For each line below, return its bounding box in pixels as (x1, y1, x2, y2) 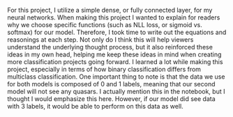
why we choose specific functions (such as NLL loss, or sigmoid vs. (7, 21, 202, 29)
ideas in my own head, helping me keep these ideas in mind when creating (7, 50, 222, 58)
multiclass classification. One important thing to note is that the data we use (7, 72, 225, 81)
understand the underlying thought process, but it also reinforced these (7, 43, 213, 51)
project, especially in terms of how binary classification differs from (7, 65, 201, 73)
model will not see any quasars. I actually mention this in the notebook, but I (7, 87, 225, 95)
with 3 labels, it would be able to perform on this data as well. (7, 102, 183, 110)
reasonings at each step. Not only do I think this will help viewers (7, 36, 194, 44)
